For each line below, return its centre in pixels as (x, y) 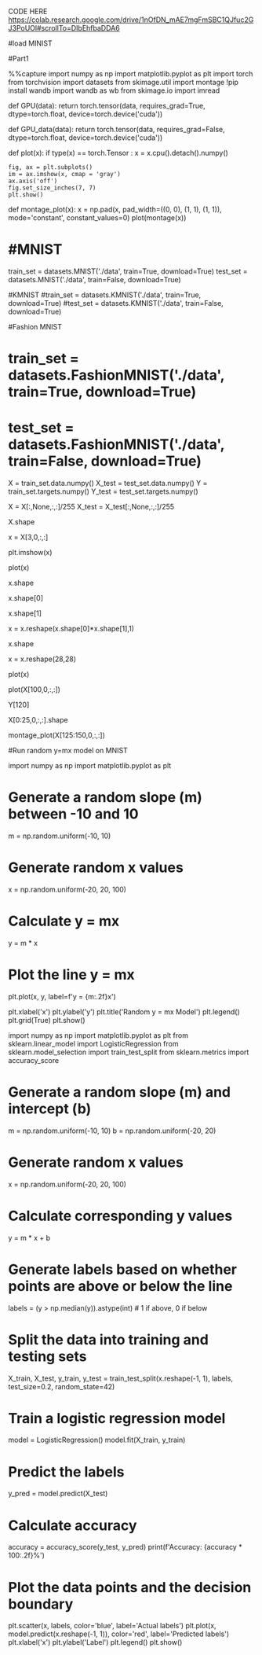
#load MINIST (30, 43)
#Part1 (18, 59)
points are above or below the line (120, 1286)
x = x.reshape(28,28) (42, 659)
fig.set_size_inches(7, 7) (52, 188)
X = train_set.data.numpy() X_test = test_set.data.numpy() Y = (108, 484)
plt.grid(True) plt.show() (47, 1020)
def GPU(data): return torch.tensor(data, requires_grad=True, (107, 106)
